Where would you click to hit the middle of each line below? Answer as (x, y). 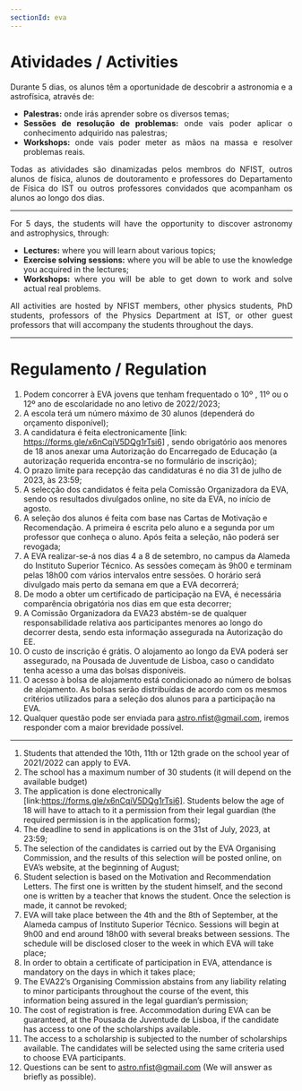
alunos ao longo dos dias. (58, 197)
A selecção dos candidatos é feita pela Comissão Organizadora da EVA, (156, 489)
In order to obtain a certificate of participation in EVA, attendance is (147, 962)
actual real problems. (62, 288)
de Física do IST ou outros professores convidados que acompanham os (151, 188)
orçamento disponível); (66, 423)
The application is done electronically (92, 791)
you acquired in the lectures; (76, 269)
